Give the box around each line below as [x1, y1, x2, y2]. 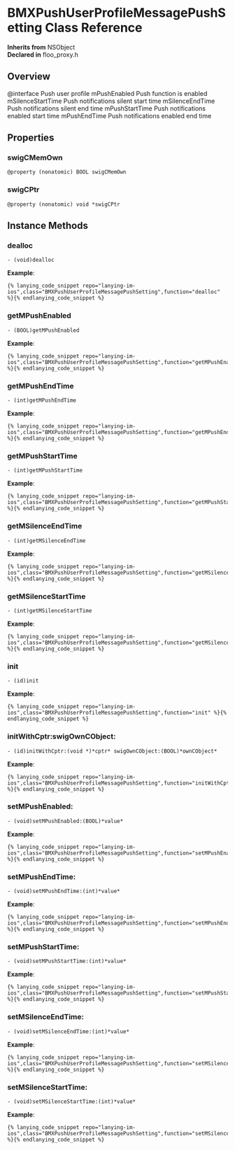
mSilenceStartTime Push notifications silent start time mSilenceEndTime [7, 97, 215, 105]
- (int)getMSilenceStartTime [7, 607, 92, 614]
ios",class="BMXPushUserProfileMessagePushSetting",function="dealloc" [7, 288, 220, 295]
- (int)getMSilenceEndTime [7, 537, 86, 544]
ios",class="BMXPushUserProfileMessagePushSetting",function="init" [7, 709, 211, 717]
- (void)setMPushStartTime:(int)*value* [7, 958, 127, 965]
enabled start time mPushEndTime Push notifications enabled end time [7, 111, 212, 120]
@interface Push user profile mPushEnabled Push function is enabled [7, 89, 208, 97]
